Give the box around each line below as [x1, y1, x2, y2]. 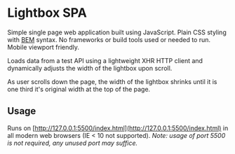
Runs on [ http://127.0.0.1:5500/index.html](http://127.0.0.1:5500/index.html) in [7, 124, 229, 132]
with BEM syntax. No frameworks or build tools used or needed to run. [7, 35, 211, 43]
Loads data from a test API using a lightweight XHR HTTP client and [7, 56, 203, 64]
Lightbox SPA [7, 5, 88, 21]
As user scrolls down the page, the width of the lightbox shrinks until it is [7, 77, 217, 85]
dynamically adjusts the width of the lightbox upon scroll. [7, 64, 173, 72]
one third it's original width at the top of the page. [7, 85, 151, 93]
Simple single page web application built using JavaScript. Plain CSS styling [7, 28, 227, 36]
